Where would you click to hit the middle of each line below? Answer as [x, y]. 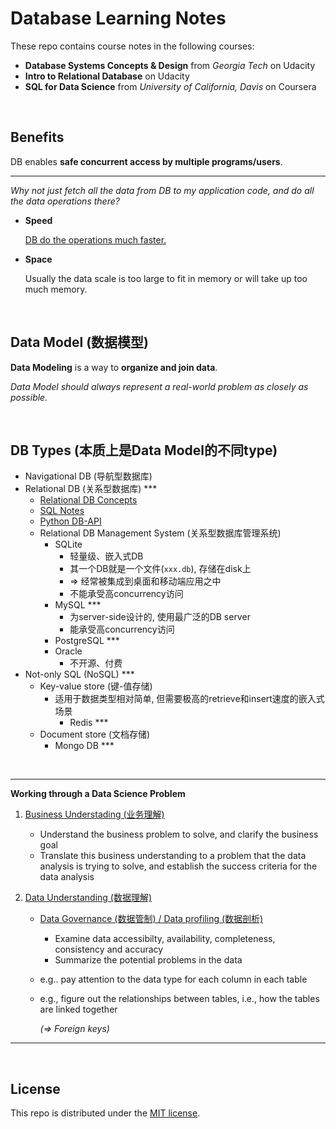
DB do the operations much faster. [95, 239]
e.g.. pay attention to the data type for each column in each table [173, 979]
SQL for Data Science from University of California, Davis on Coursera [170, 86]
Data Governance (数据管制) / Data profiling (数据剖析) [151, 919]
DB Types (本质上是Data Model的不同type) [144, 450]
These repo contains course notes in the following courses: [132, 46]
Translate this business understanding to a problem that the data [173, 856]
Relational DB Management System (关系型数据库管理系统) [160, 533]
